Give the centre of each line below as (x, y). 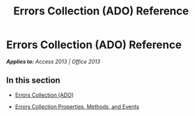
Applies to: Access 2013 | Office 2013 (53, 61)
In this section (33, 80)
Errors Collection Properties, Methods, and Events (77, 106)
